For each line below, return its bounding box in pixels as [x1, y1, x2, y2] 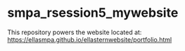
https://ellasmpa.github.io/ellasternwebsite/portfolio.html [7, 35, 172, 43]
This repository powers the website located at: [7, 28, 142, 36]
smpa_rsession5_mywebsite [7, 5, 179, 21]
